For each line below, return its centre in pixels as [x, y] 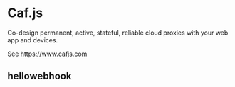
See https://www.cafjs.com [47, 54]
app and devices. [33, 40]
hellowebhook [40, 76]
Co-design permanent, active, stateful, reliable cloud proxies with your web [118, 33]
